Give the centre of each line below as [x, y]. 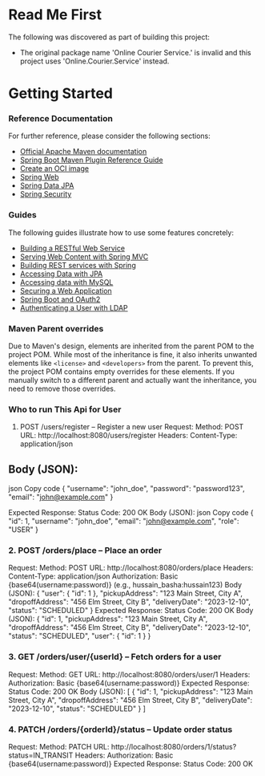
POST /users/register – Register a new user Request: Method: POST [132, 427]
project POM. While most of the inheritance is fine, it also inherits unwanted [133, 355]
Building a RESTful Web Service [72, 248]
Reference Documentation [61, 119]
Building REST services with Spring [78, 265]
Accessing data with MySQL [66, 282]
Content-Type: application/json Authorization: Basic [93, 576]
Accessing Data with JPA [61, 274]
